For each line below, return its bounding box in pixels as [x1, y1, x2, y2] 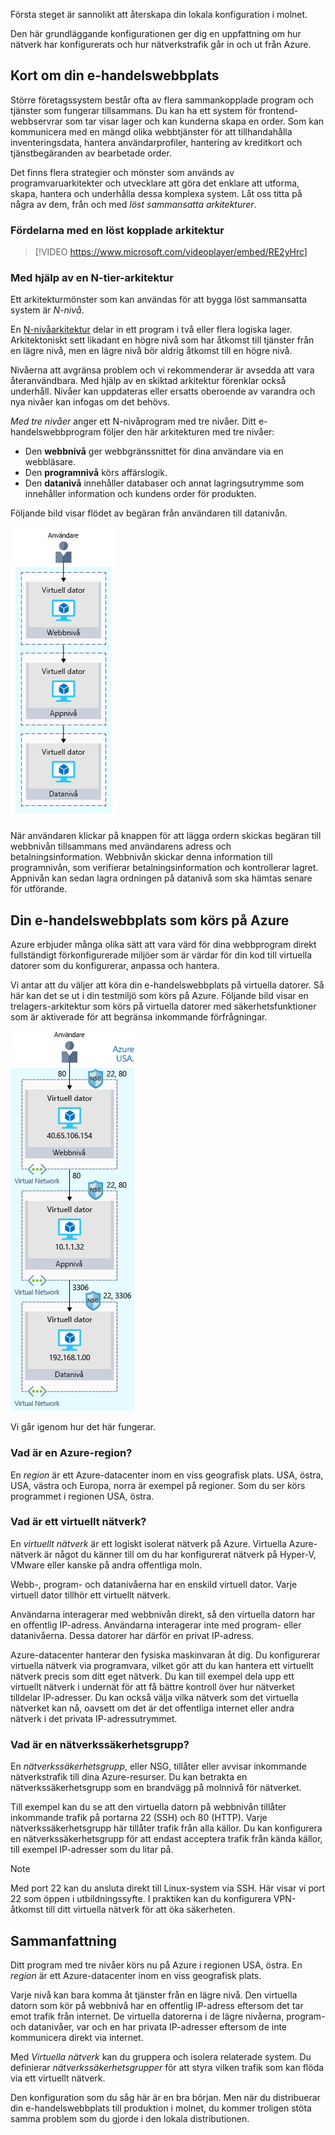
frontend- [258, 104, 299, 116]
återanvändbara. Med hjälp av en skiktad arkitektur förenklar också [10, 375, 287, 387]
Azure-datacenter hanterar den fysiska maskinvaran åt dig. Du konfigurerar [10, 1649, 321, 1661]
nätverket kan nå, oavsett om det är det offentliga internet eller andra [10, 1702, 295, 1714]
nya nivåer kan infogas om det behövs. [10, 396, 170, 408]
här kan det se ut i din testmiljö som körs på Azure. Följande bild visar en [10, 990, 309, 1002]
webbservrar [10, 115, 63, 127]
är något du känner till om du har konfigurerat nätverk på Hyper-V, [43, 1548, 317, 1560]
